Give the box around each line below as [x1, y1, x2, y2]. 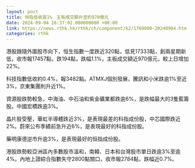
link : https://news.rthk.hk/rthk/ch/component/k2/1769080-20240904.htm [6, 25, 187, 31]
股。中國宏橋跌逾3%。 [6, 103, 62, 110]
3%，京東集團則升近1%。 [6, 83, 69, 90]
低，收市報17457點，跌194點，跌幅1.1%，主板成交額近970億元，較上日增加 [6, 55, 189, 62]
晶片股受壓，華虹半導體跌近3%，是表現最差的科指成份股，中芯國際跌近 [6, 115, 181, 122]
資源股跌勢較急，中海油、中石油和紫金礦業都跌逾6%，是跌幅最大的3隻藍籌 [6, 96, 190, 103]
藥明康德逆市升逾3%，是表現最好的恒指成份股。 [6, 135, 124, 142]
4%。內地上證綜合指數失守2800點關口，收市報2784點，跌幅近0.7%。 [6, 156, 178, 163]
